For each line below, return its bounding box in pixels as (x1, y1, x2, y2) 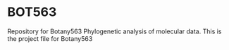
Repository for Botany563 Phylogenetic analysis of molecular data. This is (7, 27, 222, 35)
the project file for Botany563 (7, 34, 93, 42)
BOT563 (7, 4, 57, 20)
